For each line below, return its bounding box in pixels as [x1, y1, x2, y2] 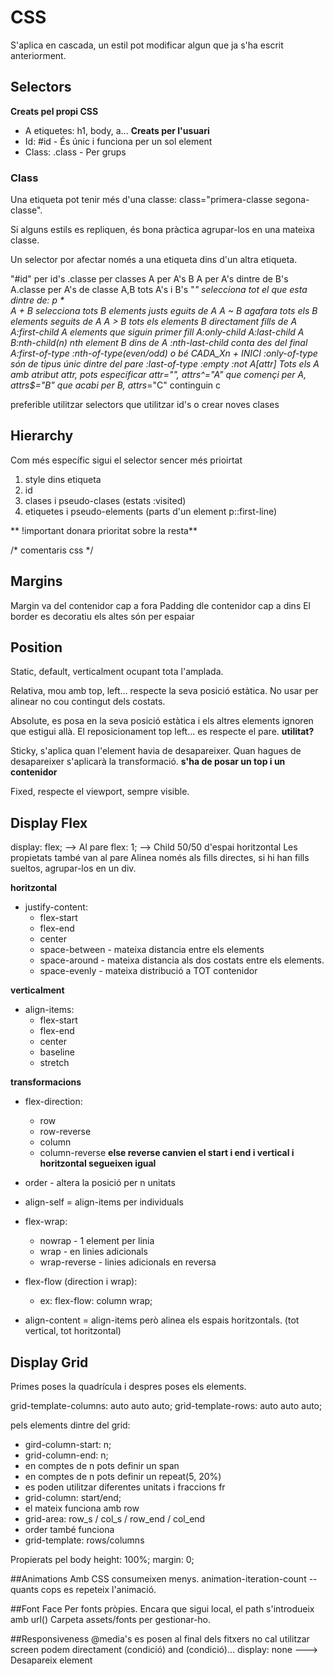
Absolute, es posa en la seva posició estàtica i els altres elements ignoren [10, 715, 314, 727]
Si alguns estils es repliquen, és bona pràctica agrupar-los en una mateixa [10, 224, 315, 236]
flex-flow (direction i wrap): [24, 1276, 138, 1288]
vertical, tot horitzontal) [24, 1325, 122, 1337]
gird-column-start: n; [24, 1439, 112, 1451]
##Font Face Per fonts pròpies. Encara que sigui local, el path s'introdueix [10, 1603, 315, 1615]
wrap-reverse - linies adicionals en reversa [39, 1256, 217, 1268]
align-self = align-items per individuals [24, 1196, 184, 1208]
